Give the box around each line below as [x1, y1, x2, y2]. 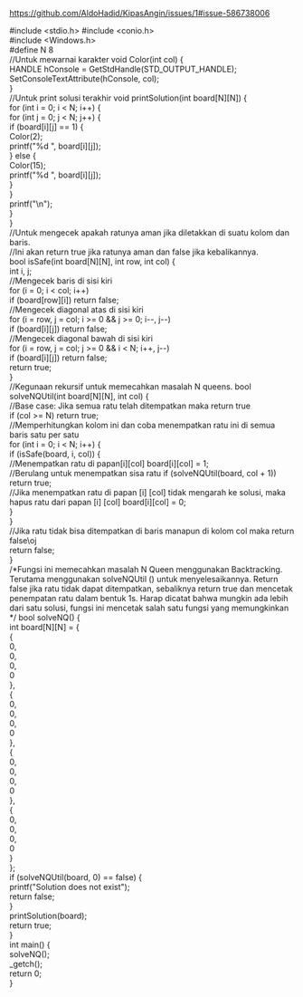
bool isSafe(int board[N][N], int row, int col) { [9, 256, 176, 266]
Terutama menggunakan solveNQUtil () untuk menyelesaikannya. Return [9, 574, 279, 584]
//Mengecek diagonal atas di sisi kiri [9, 304, 144, 315]
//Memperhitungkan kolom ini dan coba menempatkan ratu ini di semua [9, 420, 276, 430]
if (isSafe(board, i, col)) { [9, 448, 101, 459]
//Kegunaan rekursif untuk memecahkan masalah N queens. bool [9, 381, 251, 392]
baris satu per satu [9, 429, 80, 440]
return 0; [9, 968, 43, 979]
